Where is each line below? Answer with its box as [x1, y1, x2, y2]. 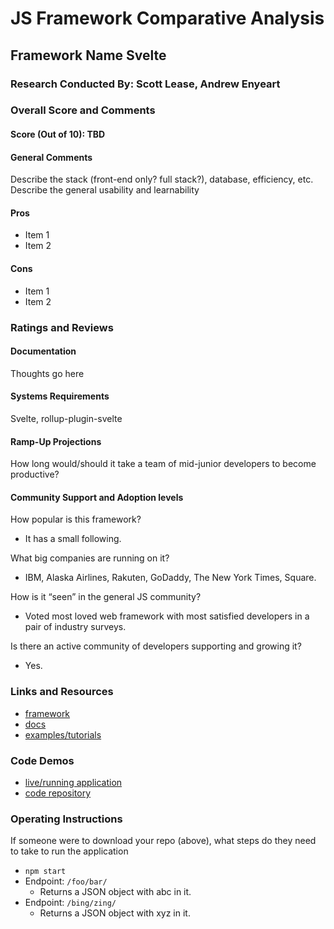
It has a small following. [24, 533, 122, 545]
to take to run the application [10, 845, 129, 857]
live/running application [24, 776, 123, 788]
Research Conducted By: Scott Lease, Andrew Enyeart [10, 77, 281, 91]
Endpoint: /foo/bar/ [24, 875, 108, 887]
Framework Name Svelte [10, 47, 167, 64]
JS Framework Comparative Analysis [10, 7, 325, 30]
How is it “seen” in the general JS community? [10, 591, 202, 603]
